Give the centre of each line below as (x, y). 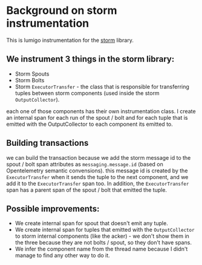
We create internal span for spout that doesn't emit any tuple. (91, 223)
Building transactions (47, 143)
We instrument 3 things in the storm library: (90, 59)
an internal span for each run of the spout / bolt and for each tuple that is (97, 117)
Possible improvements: (53, 208)
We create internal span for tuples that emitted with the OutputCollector (105, 230)
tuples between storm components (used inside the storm (87, 93)
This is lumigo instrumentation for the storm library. (70, 40)
